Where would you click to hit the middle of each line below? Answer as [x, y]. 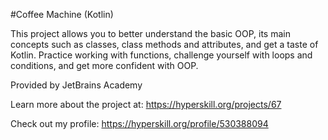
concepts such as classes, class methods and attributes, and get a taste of [164, 44]
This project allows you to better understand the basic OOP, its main [150, 33]
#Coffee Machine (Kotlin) [62, 14]
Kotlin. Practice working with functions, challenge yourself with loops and [161, 55]
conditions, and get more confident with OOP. [104, 65]
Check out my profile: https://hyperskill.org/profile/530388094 [139, 123]
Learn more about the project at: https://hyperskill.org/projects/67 [146, 104]
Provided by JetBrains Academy [76, 85]
